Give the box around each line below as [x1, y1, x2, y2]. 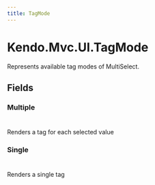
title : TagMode [7, 10, 51, 17]
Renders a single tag [7, 171, 65, 179]
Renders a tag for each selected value [7, 128, 114, 136]
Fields [7, 82, 34, 93]
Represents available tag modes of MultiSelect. [7, 62, 140, 71]
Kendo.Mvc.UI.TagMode [7, 39, 149, 55]
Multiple [7, 102, 36, 112]
